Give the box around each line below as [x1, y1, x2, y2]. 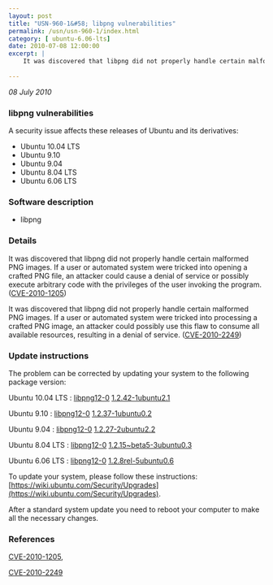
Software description [8, 196, 94, 207]
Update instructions [8, 350, 89, 362]
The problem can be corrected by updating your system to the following [8, 368, 249, 378]
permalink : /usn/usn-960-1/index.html [8, 27, 140, 35]
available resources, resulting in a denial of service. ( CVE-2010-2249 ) [8, 330, 242, 340]
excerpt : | [8, 50, 45, 58]
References [8, 533, 55, 544]
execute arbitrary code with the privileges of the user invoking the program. [8, 279, 262, 289]
